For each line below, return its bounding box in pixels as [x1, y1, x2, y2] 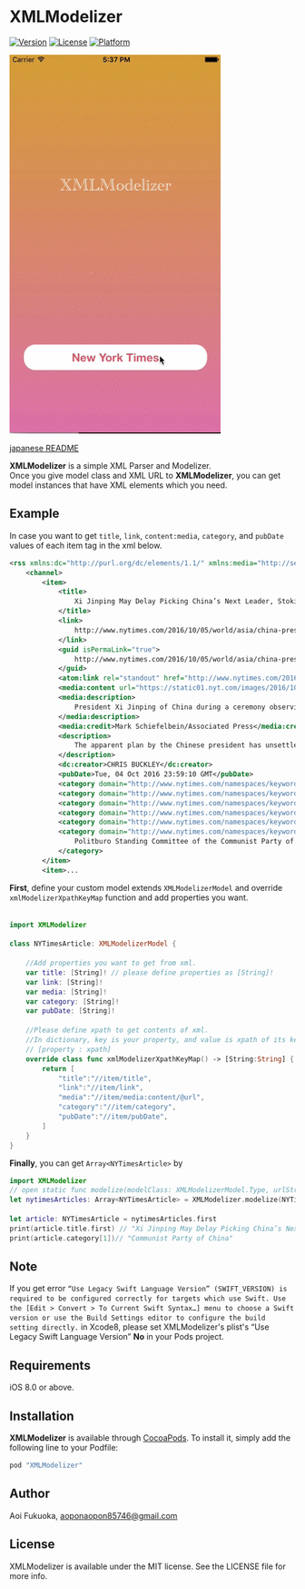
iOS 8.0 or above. [9, 1382, 74, 1393]
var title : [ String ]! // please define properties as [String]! [25, 967, 274, 977]
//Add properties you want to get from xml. [25, 958, 197, 967]
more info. [9, 1570, 48, 1581]
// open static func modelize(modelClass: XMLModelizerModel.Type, [9, 1186, 271, 1195]
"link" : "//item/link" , [57, 1083, 144, 1093]
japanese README [9, 442, 79, 453]
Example [9, 506, 60, 521]
